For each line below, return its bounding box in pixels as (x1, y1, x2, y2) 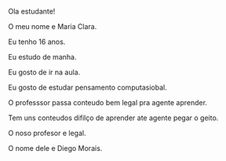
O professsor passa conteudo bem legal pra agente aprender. (8, 98, 208, 107)
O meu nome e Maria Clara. (8, 22, 97, 31)
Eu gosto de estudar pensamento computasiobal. (8, 82, 167, 92)
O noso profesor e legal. (8, 129, 86, 137)
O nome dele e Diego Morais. (8, 144, 103, 152)
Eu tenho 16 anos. (8, 37, 66, 46)
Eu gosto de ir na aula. (8, 68, 81, 77)
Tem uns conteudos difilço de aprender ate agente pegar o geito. (8, 113, 219, 123)
